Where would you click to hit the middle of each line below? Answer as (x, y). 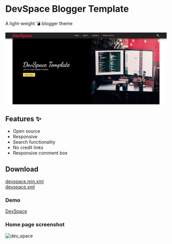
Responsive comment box (40, 153)
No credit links (28, 148)
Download (22, 169)
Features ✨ (23, 119)
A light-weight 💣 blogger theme (39, 23)
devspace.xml (20, 187)
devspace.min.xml (25, 181)
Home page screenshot (35, 225)
